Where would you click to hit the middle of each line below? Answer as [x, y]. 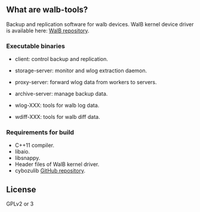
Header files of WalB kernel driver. [57, 164]
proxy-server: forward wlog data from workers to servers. [86, 82]
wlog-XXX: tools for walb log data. [57, 105]
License [21, 190]
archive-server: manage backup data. [61, 94]
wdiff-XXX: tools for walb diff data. [57, 117]
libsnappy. [27, 158]
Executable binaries [36, 46]
